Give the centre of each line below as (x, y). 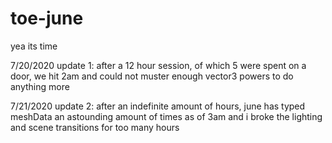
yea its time (34, 46)
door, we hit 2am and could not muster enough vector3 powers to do (152, 76)
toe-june (47, 18)
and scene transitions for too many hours (95, 127)
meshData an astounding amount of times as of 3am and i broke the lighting (166, 116)
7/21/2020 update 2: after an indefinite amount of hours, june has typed (158, 106)
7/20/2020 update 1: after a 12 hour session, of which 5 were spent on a (158, 65)
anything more (40, 86)
